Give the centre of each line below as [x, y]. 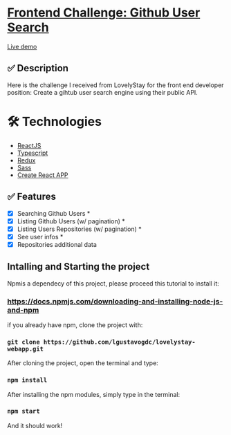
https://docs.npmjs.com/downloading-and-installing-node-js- [115, 301]
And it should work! [35, 425]
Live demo [22, 46]
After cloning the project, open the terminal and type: [83, 363]
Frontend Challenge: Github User [104, 13]
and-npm [23, 310]
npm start [24, 411]
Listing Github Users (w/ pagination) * [71, 221]
